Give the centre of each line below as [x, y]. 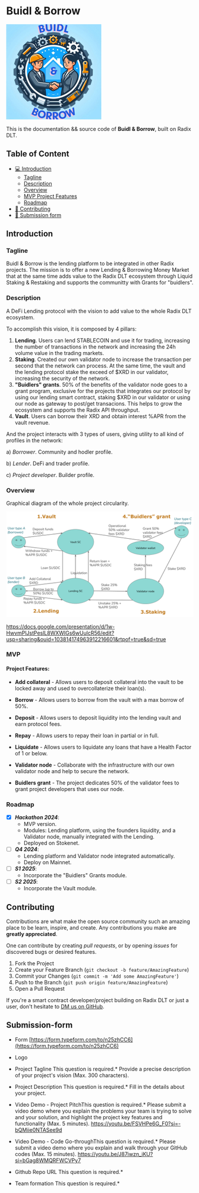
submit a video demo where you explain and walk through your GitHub [101, 1148]
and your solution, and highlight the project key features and [89, 1117]
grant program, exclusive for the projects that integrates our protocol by [103, 391]
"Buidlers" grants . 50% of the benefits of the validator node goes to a [101, 384]
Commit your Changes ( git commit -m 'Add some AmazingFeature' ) [97, 976]
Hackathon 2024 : [37, 817]
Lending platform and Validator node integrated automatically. [99, 856]
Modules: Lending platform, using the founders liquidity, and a [99, 830]
